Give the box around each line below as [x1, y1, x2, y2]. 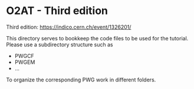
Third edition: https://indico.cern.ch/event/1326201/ [6, 23, 131, 30]
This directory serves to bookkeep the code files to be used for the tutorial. [6, 35, 189, 42]
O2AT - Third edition [6, 4, 108, 18]
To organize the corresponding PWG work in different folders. [6, 76, 156, 83]
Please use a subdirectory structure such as [6, 41, 113, 48]
